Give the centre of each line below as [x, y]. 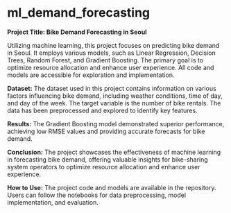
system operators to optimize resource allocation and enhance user [104, 167]
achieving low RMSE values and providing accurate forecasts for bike [106, 131]
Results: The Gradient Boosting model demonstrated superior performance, [116, 123]
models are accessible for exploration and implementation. [91, 75]
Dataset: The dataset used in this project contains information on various [112, 88]
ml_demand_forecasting [79, 13]
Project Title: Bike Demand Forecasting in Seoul [77, 32]
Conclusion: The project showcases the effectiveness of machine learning [114, 152]
